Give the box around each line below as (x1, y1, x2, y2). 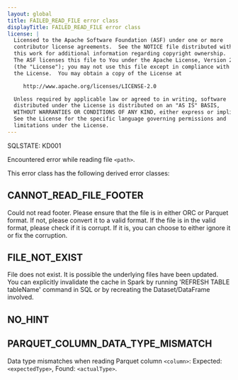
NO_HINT (7, 313, 50, 325)
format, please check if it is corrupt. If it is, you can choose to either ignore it (7, 223, 231, 232)
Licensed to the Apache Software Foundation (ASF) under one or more (13, 37, 223, 44)
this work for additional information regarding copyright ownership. (13, 50, 227, 58)
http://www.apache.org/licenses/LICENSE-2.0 (23, 82, 157, 89)
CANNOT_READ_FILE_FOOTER (7, 190, 144, 202)
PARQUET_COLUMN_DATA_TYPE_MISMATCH (7, 338, 212, 350)
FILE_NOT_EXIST (7, 251, 84, 264)
